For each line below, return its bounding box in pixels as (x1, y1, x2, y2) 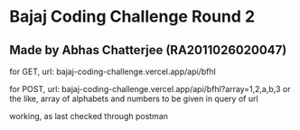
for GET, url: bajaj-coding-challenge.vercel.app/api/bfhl (9, 66, 217, 77)
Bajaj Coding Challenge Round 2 (9, 6, 256, 27)
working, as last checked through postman (9, 111, 169, 121)
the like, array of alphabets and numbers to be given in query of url (9, 93, 259, 104)
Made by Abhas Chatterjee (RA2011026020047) (9, 42, 287, 58)
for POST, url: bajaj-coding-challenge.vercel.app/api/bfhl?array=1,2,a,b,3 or (9, 84, 291, 94)
